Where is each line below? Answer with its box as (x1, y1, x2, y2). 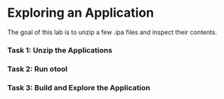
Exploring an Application (7, 5, 154, 21)
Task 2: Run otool (7, 64, 68, 74)
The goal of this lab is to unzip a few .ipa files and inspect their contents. (7, 28, 218, 36)
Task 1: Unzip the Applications (7, 45, 112, 55)
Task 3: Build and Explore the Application (7, 82, 151, 92)
